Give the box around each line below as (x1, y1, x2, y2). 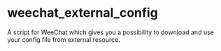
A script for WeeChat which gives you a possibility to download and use (7, 28, 215, 36)
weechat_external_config (7, 5, 159, 21)
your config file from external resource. (7, 35, 120, 43)
